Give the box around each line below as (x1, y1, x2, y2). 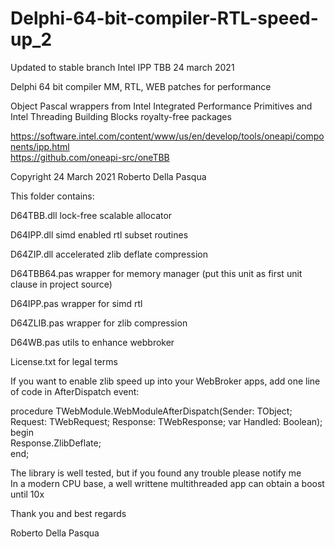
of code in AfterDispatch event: (10, 385, 140, 397)
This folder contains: (10, 190, 95, 202)
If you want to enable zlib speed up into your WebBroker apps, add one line (10, 375, 321, 387)
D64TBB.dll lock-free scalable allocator (10, 209, 173, 221)
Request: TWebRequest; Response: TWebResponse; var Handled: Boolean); (10, 415, 323, 427)
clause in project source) (10, 278, 113, 290)
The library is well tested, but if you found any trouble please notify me (10, 467, 302, 479)
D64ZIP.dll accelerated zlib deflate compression (10, 248, 209, 260)
